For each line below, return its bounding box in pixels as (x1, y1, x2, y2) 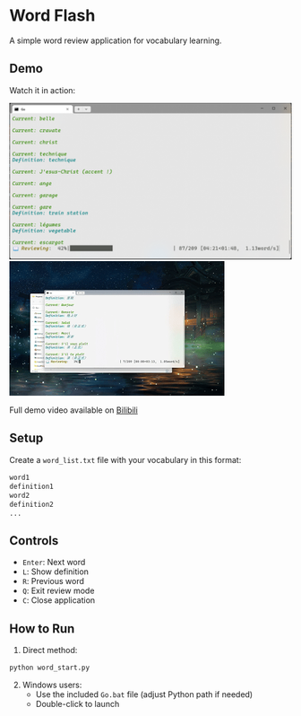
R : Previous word (21, 576, 85, 587)
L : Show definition (21, 566, 90, 577)
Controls (9, 533, 59, 548)
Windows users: (21, 679, 82, 691)
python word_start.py (9, 663, 90, 673)
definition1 (9, 482, 54, 491)
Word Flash (9, 5, 96, 26)
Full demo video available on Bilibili (9, 405, 139, 415)
